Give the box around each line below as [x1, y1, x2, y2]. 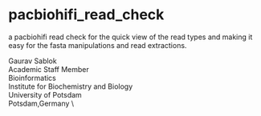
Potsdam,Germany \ [8, 98, 75, 108]
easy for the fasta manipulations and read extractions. [8, 40, 187, 50]
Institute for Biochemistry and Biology [8, 82, 133, 91]
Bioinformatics [8, 73, 56, 82]
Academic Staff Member [8, 64, 90, 74]
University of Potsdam [8, 90, 82, 99]
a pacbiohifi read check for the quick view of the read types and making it [8, 32, 253, 42]
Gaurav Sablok [8, 56, 58, 66]
